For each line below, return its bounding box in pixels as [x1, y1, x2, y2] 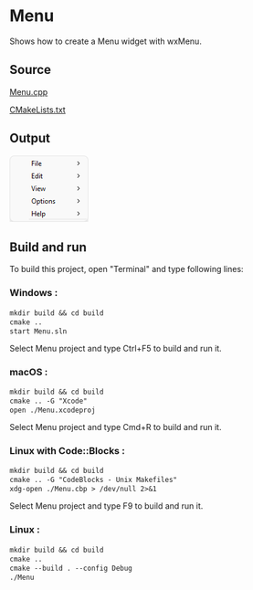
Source [9, 62, 52, 78]
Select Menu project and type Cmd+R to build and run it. [9, 421, 222, 432]
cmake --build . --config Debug [9, 564, 132, 573]
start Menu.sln [9, 326, 68, 336]
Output [9, 131, 50, 146]
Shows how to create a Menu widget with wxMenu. [9, 36, 203, 47]
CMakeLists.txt [9, 104, 66, 115]
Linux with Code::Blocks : [9, 444, 125, 457]
